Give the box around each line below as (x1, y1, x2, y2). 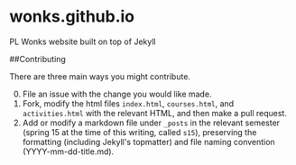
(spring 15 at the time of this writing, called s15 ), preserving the (22, 126, 257, 137)
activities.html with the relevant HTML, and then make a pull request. (22, 107, 287, 118)
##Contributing (9, 53, 66, 64)
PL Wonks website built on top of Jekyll (9, 36, 156, 47)
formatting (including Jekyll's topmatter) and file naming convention (22, 136, 275, 147)
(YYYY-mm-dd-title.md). (22, 146, 115, 157)
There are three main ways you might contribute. (9, 70, 191, 82)
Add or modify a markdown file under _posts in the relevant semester (22, 117, 281, 128)
